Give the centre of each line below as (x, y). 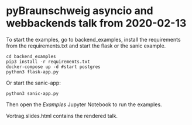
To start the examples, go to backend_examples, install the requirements (93, 39)
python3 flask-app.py (32, 72)
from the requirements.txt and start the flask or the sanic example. (86, 46)
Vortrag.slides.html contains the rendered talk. (62, 116)
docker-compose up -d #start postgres (53, 67)
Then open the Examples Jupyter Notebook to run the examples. (84, 104)
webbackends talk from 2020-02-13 (96, 23)
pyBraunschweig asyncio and (80, 11)
